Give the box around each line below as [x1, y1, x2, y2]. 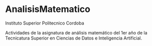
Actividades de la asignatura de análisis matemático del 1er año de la [5, 29, 147, 35]
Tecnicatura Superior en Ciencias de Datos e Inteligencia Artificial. [5, 35, 142, 41]
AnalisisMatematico [5, 3, 91, 15]
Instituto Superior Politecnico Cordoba [5, 20, 84, 26]
